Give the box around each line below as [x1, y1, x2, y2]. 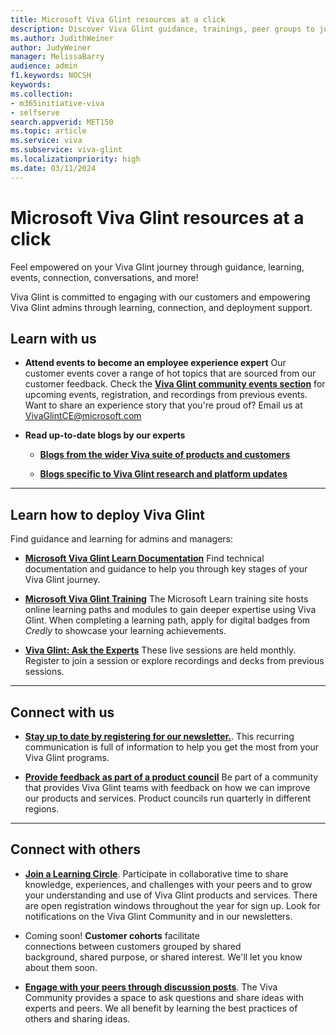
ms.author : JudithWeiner [10, 33, 114, 43]
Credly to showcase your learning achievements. [24, 625, 227, 637]
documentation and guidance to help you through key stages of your [24, 563, 308, 575]
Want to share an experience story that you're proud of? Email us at [24, 399, 303, 411]
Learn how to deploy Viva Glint [10, 506, 205, 523]
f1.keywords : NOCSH [10, 71, 92, 81]
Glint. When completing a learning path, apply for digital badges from [24, 614, 311, 626]
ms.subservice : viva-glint [10, 145, 123, 155]
